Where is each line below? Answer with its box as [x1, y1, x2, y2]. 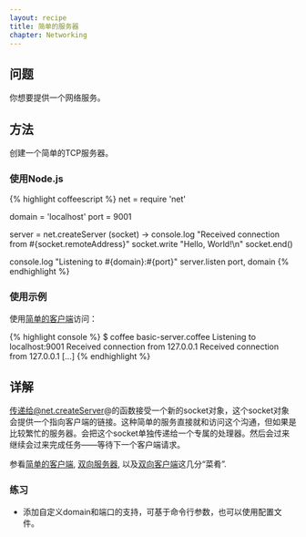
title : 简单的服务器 [9, 22, 79, 31]
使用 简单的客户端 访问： [9, 313, 97, 324]
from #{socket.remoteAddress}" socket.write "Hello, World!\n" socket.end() [9, 239, 293, 250]
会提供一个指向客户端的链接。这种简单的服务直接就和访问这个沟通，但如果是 [9, 417, 297, 428]
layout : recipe [9, 13, 67, 23]
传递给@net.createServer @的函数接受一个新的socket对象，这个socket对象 [9, 405, 290, 416]
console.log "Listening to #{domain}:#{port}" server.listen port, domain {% [9, 256, 290, 267]
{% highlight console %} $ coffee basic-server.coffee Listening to [9, 331, 257, 342]
